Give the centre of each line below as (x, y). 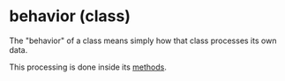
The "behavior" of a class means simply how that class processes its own (143, 40)
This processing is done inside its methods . (88, 67)
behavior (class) (70, 16)
